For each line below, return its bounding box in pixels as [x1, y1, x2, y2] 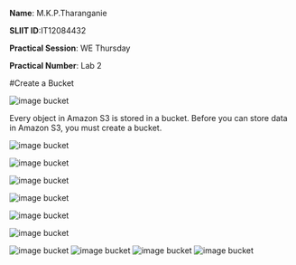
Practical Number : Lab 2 [9, 61, 102, 71]
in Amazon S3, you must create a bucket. [9, 122, 162, 133]
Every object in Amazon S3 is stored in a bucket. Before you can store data [9, 113, 288, 123]
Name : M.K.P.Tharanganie [9, 8, 107, 18]
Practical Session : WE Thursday [9, 43, 131, 53]
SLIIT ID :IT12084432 [9, 25, 87, 35]
